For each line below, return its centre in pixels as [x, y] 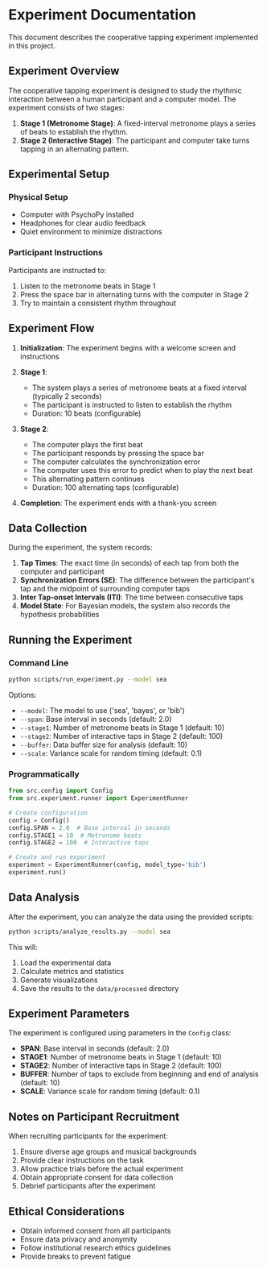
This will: [23, 947]
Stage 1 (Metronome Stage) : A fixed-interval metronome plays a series [138, 123]
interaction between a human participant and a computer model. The [122, 99]
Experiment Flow [51, 328]
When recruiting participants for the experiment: [88, 1136]
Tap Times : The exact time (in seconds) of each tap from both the [129, 563]
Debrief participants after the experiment [88, 1186]
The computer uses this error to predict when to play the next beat [142, 470]
